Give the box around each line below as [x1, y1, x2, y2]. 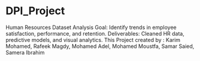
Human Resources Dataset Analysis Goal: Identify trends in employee [5, 24, 177, 31]
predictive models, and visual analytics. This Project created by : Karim [5, 36, 181, 43]
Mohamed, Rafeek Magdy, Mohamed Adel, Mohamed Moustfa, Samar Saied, [5, 43, 195, 50]
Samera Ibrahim [5, 49, 45, 56]
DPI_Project [5, 4, 65, 18]
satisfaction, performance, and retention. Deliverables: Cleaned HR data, [5, 30, 185, 37]
